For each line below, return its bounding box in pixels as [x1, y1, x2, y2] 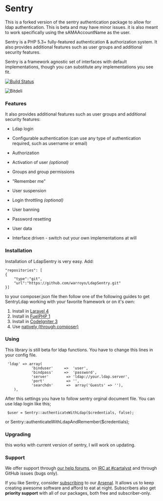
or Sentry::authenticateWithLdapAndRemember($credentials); [5, 419, 130, 424]
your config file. [5, 352, 37, 358]
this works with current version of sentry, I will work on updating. [5, 442, 136, 448]
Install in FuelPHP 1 [12, 313, 50, 319]
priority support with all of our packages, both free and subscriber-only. [5, 490, 151, 496]
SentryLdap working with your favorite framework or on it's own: [5, 299, 135, 304]
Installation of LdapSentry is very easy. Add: [5, 258, 94, 264]
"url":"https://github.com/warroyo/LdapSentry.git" [14, 281, 121, 285]
